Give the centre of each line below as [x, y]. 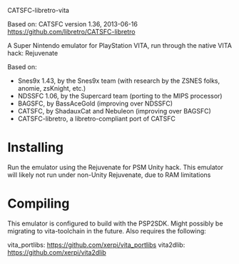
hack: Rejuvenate [33, 53]
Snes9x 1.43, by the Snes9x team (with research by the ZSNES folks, [119, 81]
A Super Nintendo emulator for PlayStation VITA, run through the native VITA [119, 45]
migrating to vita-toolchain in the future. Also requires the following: [107, 230]
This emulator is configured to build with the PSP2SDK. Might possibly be [115, 223]
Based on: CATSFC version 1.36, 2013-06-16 [72, 24]
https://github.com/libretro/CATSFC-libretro [71, 32]
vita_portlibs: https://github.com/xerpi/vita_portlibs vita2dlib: [96, 245]
